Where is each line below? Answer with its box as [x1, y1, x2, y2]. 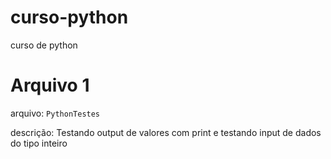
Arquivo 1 [10, 74, 90, 97]
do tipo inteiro [10, 137, 68, 149]
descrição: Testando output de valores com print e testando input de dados [10, 126, 322, 138]
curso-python [10, 6, 129, 29]
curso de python [10, 39, 78, 51]
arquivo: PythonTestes [10, 107, 101, 119]
